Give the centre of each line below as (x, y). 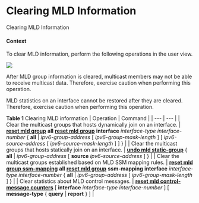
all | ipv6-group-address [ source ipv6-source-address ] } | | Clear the (93, 156)
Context (16, 41)
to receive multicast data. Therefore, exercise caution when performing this (99, 83)
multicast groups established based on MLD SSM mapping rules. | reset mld (99, 162)
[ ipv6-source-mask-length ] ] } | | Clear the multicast (112, 144)
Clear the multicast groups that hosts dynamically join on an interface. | (94, 125)
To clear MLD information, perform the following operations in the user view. (99, 54)
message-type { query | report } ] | (50, 194)
